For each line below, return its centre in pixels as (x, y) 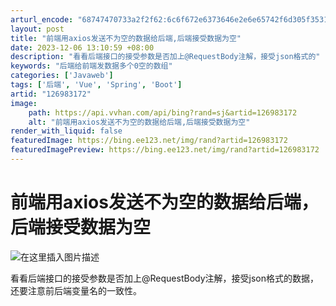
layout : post (37, 29)
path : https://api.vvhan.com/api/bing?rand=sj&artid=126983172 (163, 112)
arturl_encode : (42, 19)
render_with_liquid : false (66, 131)
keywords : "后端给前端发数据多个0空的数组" (91, 66)
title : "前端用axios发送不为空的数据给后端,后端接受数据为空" (126, 38)
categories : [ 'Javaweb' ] (62, 76)
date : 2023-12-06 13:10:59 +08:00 (82, 47)
